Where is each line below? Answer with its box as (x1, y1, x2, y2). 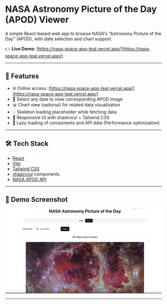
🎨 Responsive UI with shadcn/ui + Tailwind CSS (12, 114, 110, 120)
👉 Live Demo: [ (5, 46, 39, 52)
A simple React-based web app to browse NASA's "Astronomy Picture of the (5, 30, 162, 36)
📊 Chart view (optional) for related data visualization (12, 101, 121, 107)
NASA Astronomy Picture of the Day (5, 3, 157, 15)
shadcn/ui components (12, 171, 60, 177)
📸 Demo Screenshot (5, 195, 68, 203)
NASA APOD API (12, 176, 47, 182)
